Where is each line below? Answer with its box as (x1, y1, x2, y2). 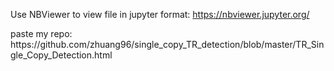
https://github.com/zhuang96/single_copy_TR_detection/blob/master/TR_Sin (10, 39, 325, 50)
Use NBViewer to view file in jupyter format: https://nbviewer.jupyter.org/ (10, 9, 310, 20)
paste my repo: (10, 28, 73, 39)
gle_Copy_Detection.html (10, 49, 113, 61)
